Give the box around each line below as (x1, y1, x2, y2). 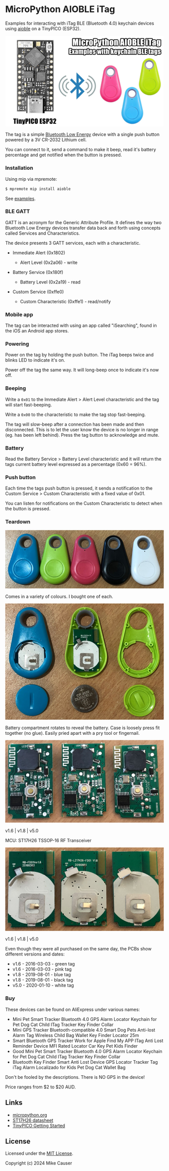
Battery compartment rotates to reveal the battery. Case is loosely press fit (5, 725, 160, 731)
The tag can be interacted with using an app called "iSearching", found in (5, 322, 157, 328)
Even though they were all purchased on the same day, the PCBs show (5, 946, 152, 952)
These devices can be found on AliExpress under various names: (5, 1006, 140, 1012)
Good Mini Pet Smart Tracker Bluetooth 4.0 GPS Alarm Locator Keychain (12, 1048, 162, 1054)
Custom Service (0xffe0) (12, 289, 64, 295)
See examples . (5, 195, 36, 201)
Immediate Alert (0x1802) (12, 249, 65, 255)
